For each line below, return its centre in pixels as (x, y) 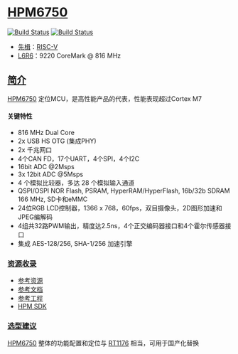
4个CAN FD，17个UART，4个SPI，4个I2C (79, 159)
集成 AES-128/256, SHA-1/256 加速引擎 (75, 243)
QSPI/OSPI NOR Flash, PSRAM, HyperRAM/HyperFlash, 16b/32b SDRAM (124, 191)
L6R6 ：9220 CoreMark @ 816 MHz (69, 55)
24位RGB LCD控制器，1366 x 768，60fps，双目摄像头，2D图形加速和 (120, 208)
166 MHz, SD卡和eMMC (53, 199)
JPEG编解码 (35, 217)
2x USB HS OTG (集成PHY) (57, 141)
